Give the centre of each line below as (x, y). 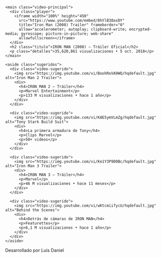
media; (12, 34)
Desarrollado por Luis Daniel (35, 250)
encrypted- (140, 29)
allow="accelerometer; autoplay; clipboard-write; (73, 29)
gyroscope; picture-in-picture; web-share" (67, 34)
